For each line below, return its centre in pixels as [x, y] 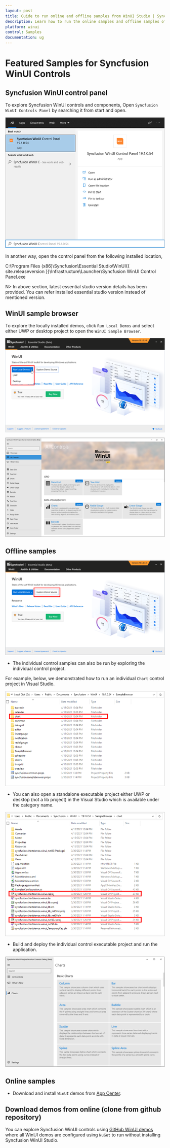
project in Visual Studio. [30, 684]
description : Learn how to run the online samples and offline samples [82, 21]
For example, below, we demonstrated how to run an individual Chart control [85, 678]
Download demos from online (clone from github [83, 1109]
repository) [23, 1117]
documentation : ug [25, 38]
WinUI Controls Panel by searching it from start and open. [66, 110]
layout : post [19, 11]
